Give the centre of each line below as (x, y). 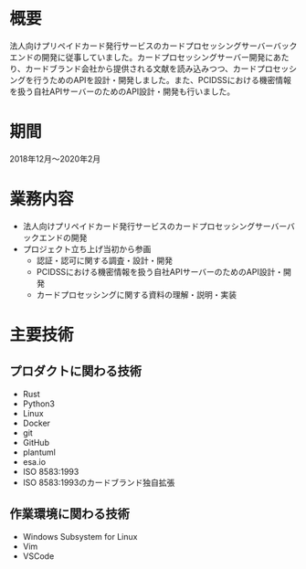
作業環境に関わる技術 (69, 514)
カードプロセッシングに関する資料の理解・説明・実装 (137, 294)
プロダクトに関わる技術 (75, 371)
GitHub (36, 442)
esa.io (34, 461)
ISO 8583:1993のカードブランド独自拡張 (99, 482)
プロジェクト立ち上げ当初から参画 (87, 248)
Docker (37, 423)
